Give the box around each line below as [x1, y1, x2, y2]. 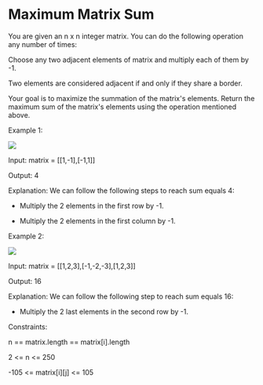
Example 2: [8, 231, 45, 241]
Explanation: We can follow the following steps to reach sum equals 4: [8, 186, 235, 195]
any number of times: [8, 39, 77, 49]
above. [8, 110, 31, 119]
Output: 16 [8, 276, 42, 285]
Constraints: [8, 321, 48, 331]
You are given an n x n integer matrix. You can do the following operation [8, 31, 244, 41]
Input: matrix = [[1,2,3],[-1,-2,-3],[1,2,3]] [8, 261, 136, 271]
